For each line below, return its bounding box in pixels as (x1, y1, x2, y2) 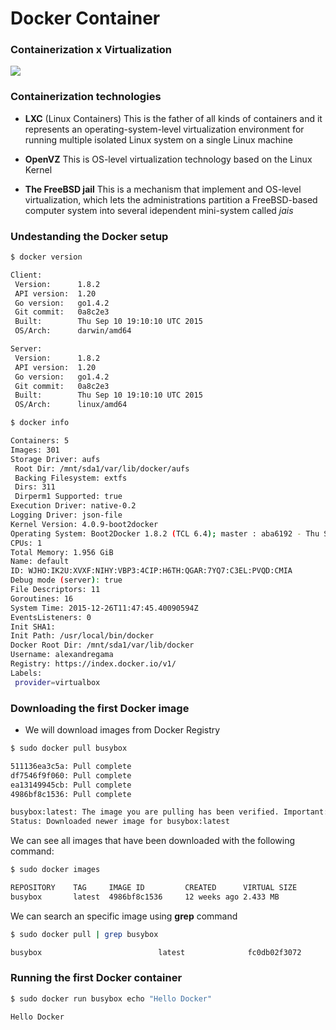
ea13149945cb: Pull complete (10, 780, 132, 790)
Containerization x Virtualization (10, 43, 172, 57)
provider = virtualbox (14, 677, 101, 687)
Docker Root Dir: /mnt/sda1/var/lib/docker (10, 640, 195, 651)
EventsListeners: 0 (10, 612, 92, 622)
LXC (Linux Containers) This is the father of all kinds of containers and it (24, 112, 323, 124)
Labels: (10, 668, 43, 678)
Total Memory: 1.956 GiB (10, 547, 114, 557)
